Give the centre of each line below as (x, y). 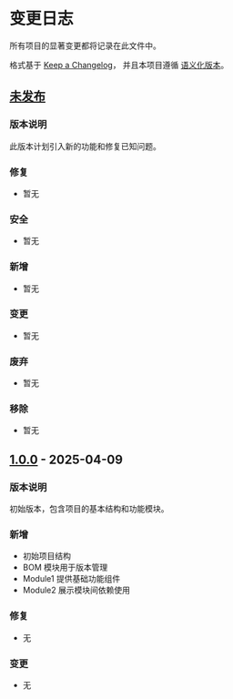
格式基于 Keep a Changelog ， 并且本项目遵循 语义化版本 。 (119, 65)
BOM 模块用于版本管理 (65, 567)
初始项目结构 (46, 556)
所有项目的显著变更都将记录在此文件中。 (85, 46)
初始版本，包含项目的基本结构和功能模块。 (89, 509)
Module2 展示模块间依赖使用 (76, 590)
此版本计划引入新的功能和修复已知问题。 (85, 146)
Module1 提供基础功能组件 (71, 579)
